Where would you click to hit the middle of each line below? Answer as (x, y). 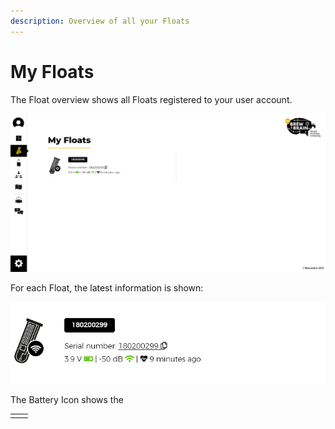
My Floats (52, 71)
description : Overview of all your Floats (100, 21)
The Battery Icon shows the (67, 399)
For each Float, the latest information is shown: (107, 288)
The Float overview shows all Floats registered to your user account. (151, 99)
